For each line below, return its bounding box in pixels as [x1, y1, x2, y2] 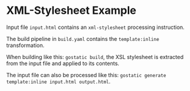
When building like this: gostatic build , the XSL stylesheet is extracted [6, 53, 184, 60]
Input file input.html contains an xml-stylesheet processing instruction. [6, 24, 185, 31]
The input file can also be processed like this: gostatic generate [6, 71, 166, 78]
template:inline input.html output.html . [6, 78, 111, 85]
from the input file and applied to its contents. [6, 60, 119, 67]
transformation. [6, 42, 45, 49]
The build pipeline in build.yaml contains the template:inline [6, 35, 160, 42]
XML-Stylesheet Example [6, 4, 137, 17]
